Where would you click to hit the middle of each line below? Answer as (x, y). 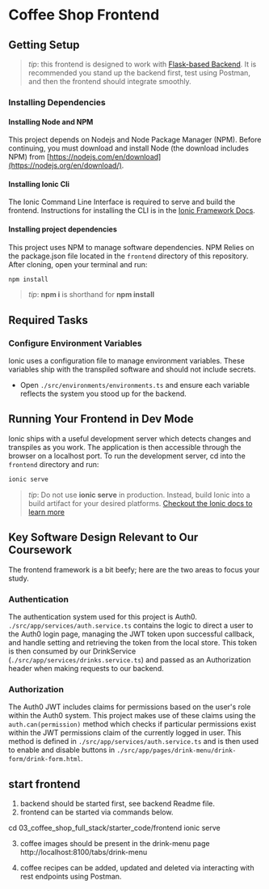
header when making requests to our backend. (86, 668)
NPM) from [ (29, 157)
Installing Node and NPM (51, 121)
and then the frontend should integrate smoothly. (109, 81)
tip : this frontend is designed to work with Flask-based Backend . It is (142, 64)
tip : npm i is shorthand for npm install (91, 295)
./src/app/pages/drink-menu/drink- (177, 751)
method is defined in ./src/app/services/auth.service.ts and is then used (134, 742)
